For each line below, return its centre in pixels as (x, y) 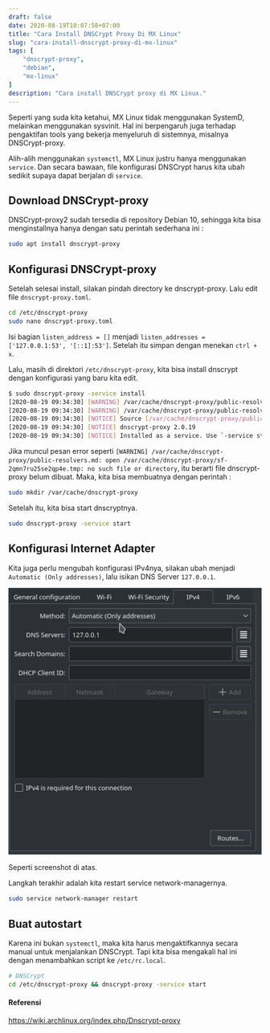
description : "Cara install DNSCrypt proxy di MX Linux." (107, 93)
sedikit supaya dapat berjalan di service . (76, 175)
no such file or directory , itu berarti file (157, 468)
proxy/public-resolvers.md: (55, 460)
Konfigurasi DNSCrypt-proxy (82, 269)
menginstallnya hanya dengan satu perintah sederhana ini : (106, 228)
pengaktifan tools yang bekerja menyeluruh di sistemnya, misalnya (119, 134)
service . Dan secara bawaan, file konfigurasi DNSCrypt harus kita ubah (127, 167)
